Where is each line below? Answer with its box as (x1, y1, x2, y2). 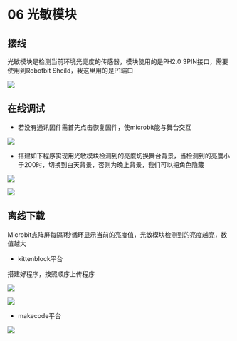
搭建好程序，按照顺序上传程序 (7, 269, 95, 278)
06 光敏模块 (7, 6, 77, 23)
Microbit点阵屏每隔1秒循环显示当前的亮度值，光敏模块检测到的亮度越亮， (7, 230, 221, 239)
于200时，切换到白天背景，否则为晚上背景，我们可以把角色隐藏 (17, 160, 204, 168)
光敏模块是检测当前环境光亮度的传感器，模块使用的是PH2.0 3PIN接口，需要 (7, 58, 229, 66)
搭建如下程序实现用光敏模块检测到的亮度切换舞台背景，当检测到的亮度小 (17, 151, 230, 160)
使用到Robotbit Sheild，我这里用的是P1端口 (7, 66, 134, 75)
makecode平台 (17, 311, 62, 320)
